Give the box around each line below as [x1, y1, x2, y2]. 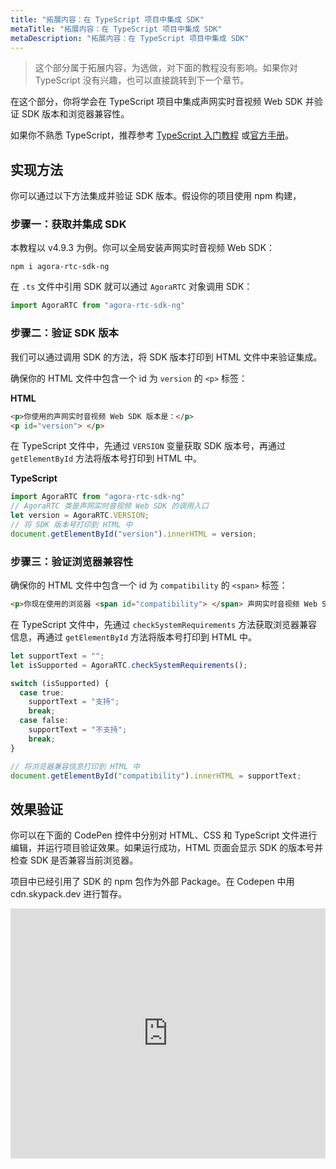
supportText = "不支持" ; [28, 725, 128, 735]
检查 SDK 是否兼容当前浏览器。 [10, 854, 139, 866]
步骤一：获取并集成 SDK [10, 217, 127, 231]
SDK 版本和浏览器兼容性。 [21, 108, 130, 120]
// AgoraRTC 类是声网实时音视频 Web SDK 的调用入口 [10, 501, 209, 511]
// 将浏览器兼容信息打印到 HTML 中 [10, 761, 141, 771]
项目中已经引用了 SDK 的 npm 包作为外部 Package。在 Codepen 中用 [10, 876, 295, 888]
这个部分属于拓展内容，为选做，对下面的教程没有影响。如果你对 [34, 62, 298, 74]
